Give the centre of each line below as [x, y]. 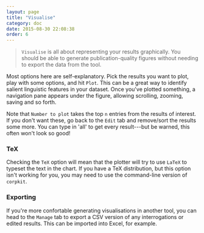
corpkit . [17, 181]
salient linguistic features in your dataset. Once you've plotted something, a [101, 89]
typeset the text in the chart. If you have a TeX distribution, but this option [99, 169]
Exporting [21, 197]
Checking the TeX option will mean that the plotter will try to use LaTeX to [97, 162]
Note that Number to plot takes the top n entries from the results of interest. [101, 114]
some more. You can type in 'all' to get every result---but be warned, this [98, 127]
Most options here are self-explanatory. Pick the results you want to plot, [97, 76]
